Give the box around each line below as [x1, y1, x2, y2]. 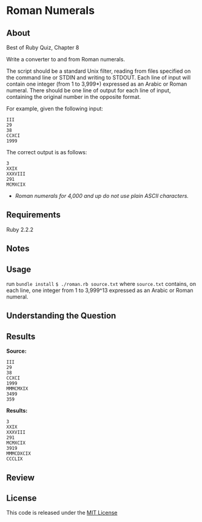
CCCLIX [6, 456, 23, 462]
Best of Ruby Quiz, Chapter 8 [6, 44, 79, 51]
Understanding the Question [6, 311, 116, 321]
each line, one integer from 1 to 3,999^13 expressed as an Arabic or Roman [6, 286, 194, 294]
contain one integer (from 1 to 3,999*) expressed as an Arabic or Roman [6, 80, 187, 87]
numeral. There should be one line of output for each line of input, [6, 87, 171, 94]
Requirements [6, 210, 61, 220]
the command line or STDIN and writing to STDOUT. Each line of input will [6, 74, 191, 81]
